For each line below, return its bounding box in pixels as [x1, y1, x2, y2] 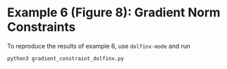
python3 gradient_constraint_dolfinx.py [7, 55, 125, 62]
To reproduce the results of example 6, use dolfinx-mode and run [7, 42, 191, 50]
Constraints [7, 19, 76, 35]
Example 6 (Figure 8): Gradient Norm [7, 5, 221, 20]
